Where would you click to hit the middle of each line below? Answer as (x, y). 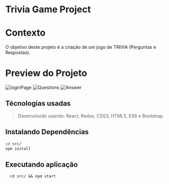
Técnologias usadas (38, 104)
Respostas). (18, 53)
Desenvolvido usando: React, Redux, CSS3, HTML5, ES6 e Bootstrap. (91, 116)
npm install (18, 149)
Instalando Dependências (47, 132)
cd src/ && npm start (33, 176)
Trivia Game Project (48, 9)
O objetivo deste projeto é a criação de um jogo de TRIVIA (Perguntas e (81, 47)
